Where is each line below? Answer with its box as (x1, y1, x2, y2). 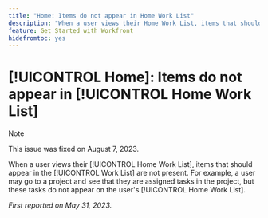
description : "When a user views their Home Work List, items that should (8, 19, 262, 27)
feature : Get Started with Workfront (8, 26, 134, 34)
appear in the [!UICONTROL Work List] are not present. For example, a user (8, 168, 256, 178)
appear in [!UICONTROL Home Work (8, 85, 252, 104)
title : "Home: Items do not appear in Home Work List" (8, 11, 195, 20)
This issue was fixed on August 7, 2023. (8, 145, 140, 154)
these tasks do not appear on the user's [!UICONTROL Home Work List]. (8, 185, 246, 195)
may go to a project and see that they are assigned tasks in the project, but (8, 176, 254, 186)
